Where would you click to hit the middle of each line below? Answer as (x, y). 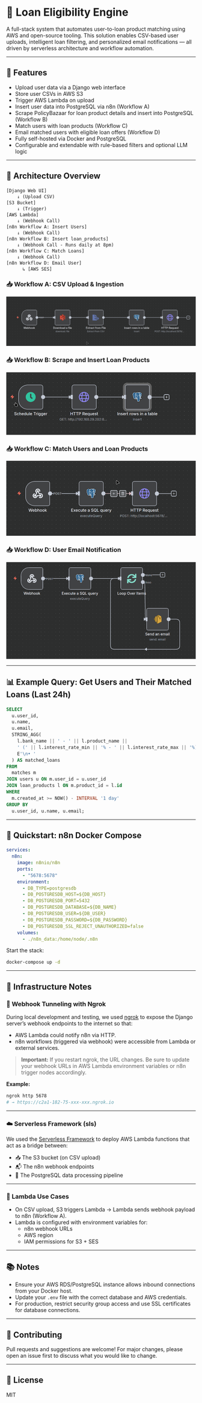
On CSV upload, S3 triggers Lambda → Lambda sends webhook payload (105, 1210)
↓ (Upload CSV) (36, 196)
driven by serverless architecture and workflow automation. (80, 48)
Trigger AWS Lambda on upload (54, 100)
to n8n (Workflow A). (41, 1216)
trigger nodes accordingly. (54, 1072)
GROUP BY (17, 805)
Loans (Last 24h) (38, 695)
